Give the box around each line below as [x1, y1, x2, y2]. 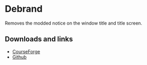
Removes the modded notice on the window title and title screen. [5, 20, 142, 26]
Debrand [5, 3, 43, 15]
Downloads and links [5, 35, 73, 44]
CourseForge [12, 48, 41, 54]
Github [12, 54, 27, 60]
